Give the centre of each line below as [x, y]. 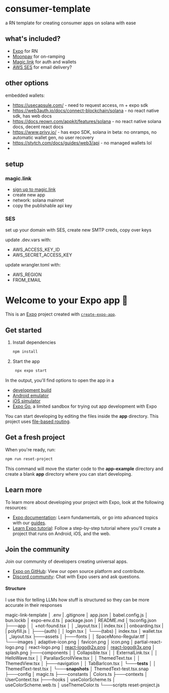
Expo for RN [25, 51]
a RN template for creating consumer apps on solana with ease [71, 23]
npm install [25, 352]
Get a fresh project [35, 437]
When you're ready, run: [30, 449]
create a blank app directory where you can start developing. [69, 474]
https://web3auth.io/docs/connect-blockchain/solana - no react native [86, 110]
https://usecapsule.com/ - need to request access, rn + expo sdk [80, 105]
